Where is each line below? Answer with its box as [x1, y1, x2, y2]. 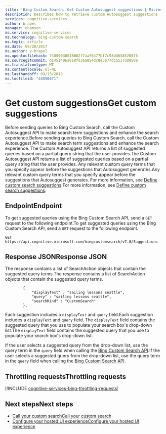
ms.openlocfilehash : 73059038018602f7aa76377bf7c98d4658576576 [5, 53, 138, 58]
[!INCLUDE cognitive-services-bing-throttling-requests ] [5, 386, 119, 391]
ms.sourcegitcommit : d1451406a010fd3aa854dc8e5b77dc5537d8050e [5, 58, 138, 63]
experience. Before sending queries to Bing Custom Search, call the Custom [5, 134, 159, 141]
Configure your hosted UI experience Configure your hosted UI [12, 418, 139, 424]
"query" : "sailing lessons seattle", [31, 295, 112, 300]
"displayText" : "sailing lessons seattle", [31, 290, 125, 295]
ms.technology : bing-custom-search [5, 35, 79, 40]
